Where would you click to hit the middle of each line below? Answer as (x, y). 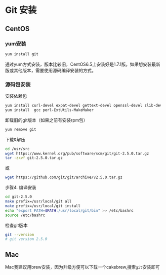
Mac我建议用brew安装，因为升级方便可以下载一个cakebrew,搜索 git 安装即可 (83, 267)
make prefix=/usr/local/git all (38, 201)
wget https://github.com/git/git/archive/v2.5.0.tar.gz (64, 177)
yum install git (22, 54)
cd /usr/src (17, 149)
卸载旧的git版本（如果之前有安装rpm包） (46, 120)
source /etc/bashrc (25, 215)
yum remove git (21, 129)
